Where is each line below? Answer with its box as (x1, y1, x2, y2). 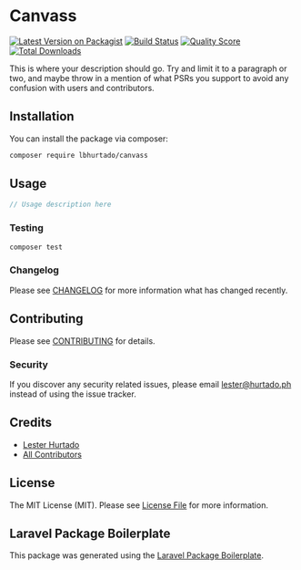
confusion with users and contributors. (9, 82, 155, 93)
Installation (9, 109, 75, 124)
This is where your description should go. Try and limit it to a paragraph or (9, 63, 288, 74)
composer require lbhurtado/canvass (9, 150, 148, 160)
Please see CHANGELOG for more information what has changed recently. (9, 285, 288, 295)
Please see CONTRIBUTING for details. (9, 335, 156, 347)
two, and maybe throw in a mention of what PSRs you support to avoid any (9, 72, 289, 83)
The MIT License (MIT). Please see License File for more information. (9, 499, 268, 511)
